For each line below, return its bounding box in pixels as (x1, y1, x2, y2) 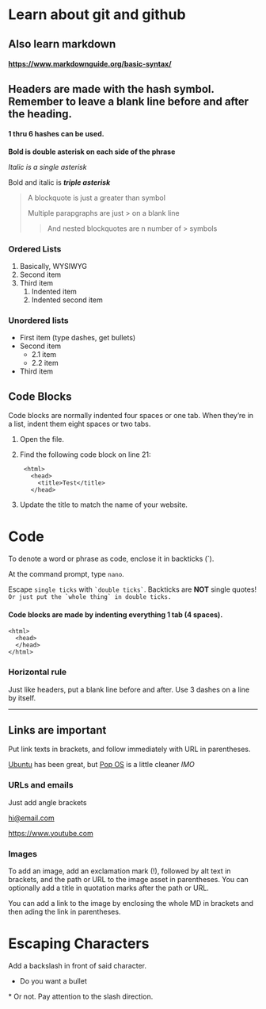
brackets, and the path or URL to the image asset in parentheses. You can (8, 875, 249, 884)
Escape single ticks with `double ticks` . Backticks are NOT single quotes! (8, 585, 257, 594)
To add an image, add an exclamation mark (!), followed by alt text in (8, 866, 231, 876)
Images (8, 848, 38, 859)
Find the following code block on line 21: (19, 450, 151, 459)
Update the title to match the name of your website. (19, 500, 188, 509)
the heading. (8, 107, 73, 121)
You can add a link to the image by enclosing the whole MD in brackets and (8, 899, 254, 908)
